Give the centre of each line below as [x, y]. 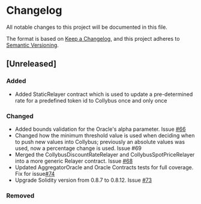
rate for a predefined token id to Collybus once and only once [91, 100]
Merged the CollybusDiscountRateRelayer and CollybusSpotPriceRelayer [105, 154]
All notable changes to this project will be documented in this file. [87, 27]
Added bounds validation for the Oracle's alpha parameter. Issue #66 [100, 129]
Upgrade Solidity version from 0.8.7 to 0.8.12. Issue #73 [83, 180]
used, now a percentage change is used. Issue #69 [78, 148]
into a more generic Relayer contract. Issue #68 [74, 161]
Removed [20, 196]
